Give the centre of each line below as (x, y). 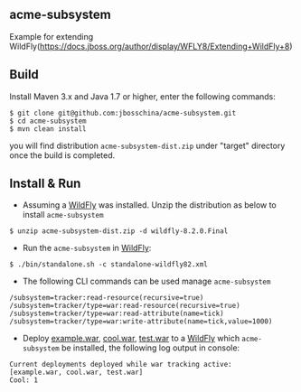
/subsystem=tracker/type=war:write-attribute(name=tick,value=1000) (141, 322)
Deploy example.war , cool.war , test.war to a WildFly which (131, 339)
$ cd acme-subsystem (48, 121)
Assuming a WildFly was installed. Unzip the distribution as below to (150, 205)
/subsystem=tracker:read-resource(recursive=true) (107, 298)
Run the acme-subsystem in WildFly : (87, 248)
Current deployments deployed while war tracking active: (121, 365)
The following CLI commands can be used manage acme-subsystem (146, 281)
